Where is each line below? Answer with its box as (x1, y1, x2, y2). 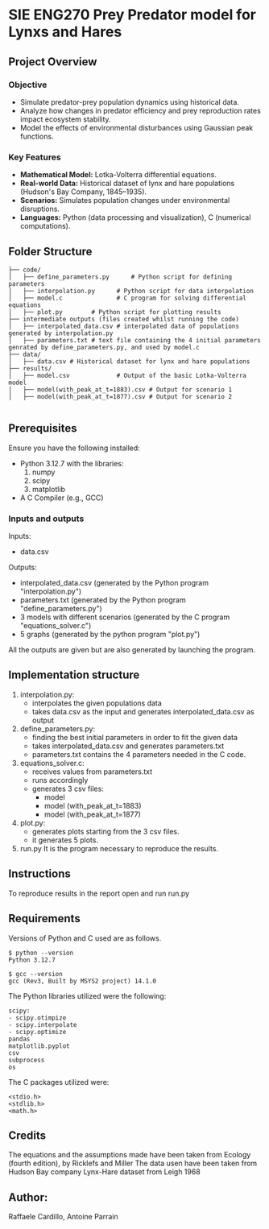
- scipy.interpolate (8, 1020, 78, 1028)
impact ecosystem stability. (19, 114, 111, 124)
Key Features (8, 151, 62, 163)
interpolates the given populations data (31, 698, 163, 708)
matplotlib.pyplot (8, 1041, 70, 1050)
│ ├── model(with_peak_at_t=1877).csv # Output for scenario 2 (8, 392, 232, 400)
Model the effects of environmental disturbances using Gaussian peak (19, 122, 254, 132)
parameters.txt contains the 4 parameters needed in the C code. (31, 749, 246, 759)
